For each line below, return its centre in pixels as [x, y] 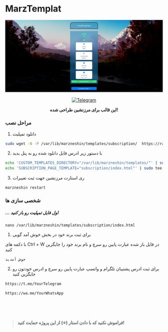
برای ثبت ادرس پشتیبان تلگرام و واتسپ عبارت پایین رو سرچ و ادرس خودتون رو [86, 268]
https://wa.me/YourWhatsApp [34, 293]
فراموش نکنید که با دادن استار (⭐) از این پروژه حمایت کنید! [71, 323]
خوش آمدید [15, 259]
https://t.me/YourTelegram [33, 284]
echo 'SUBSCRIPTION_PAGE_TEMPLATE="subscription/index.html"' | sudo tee [84, 169]
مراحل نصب [18, 123]
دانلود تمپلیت [24, 134]
